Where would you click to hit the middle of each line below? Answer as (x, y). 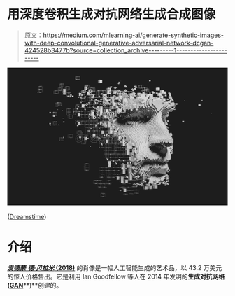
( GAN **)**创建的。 (35, 285)
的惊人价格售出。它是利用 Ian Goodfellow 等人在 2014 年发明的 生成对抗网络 (116, 276)
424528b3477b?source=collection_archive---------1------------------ (126, 50)
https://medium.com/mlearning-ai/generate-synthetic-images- (133, 35)
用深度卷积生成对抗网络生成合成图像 (112, 14)
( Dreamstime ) (27, 216)
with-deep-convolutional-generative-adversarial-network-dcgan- (119, 43)
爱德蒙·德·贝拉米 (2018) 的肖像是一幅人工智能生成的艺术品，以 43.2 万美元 (115, 267)
